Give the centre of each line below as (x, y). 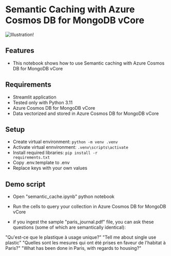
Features (20, 51)
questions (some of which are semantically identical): (69, 227)
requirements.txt (31, 157)
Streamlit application (34, 97)
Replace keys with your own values (50, 168)
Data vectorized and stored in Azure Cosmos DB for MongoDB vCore (86, 113)
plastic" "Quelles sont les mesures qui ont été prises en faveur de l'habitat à (85, 243)
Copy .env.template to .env (41, 163)
